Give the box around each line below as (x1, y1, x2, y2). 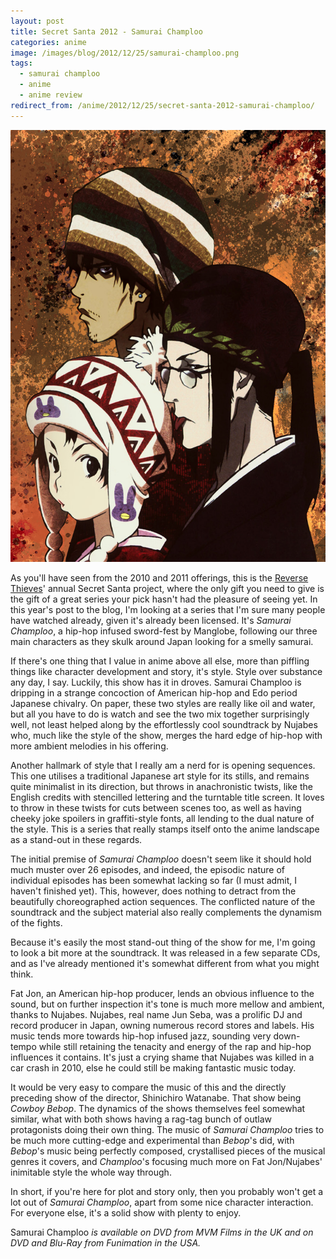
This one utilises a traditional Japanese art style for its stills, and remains (10, 770, 310, 782)
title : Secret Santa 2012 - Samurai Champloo (10, 26, 203, 37)
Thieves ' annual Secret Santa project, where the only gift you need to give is (10, 583, 325, 595)
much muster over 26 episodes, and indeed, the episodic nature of (10, 864, 285, 876)
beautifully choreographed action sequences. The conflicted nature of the (10, 896, 316, 908)
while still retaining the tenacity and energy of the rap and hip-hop (38, 1041, 312, 1053)
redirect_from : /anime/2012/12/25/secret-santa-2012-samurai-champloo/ (10, 100, 315, 110)
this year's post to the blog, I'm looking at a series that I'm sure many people (10, 604, 326, 616)
